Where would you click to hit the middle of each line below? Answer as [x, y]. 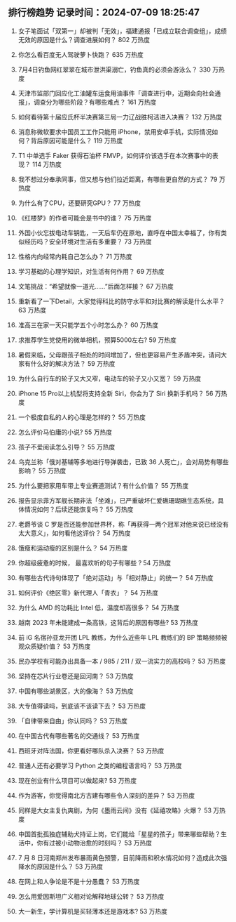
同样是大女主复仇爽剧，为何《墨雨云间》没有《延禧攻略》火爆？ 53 [115, 810]
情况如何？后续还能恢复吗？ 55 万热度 [79, 509]
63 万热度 [32, 310]
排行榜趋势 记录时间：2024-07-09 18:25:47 [104, 13]
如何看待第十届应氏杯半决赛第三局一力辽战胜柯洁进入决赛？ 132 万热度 [120, 117]
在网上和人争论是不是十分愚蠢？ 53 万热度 [79, 881]
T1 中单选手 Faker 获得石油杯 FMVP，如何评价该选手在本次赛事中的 [115, 155]
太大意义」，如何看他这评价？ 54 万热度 [75, 533]
